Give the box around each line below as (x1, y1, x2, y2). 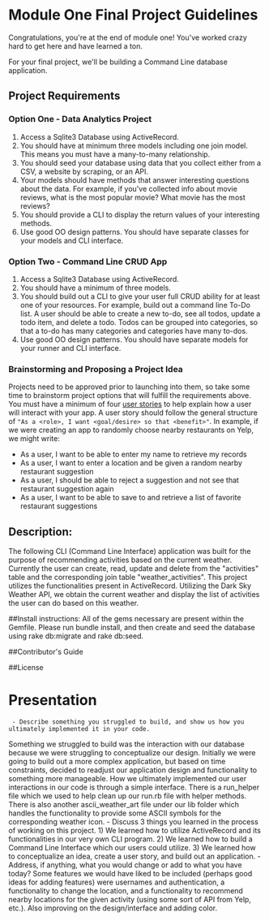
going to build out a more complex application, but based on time (8, 756, 226, 766)
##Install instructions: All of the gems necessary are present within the (8, 614, 245, 624)
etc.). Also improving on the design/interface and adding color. (8, 903, 218, 913)
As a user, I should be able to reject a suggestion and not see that (19, 475, 239, 485)
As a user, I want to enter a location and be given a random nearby (19, 458, 243, 468)
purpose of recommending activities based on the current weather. (8, 555, 233, 565)
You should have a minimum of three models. (19, 283, 172, 292)
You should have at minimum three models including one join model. (19, 141, 249, 150)
